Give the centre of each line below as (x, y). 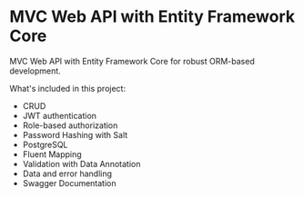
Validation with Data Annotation (81, 163)
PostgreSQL (45, 144)
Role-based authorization (70, 125)
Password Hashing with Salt (75, 134)
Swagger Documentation (69, 183)
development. (35, 71)
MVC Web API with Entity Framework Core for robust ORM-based (132, 61)
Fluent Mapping (52, 154)
